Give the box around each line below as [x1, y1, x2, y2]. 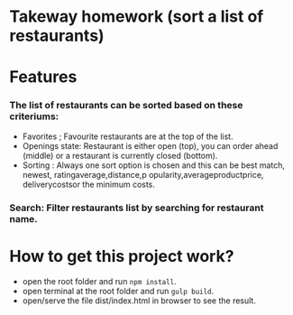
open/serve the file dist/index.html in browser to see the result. [22, 295, 257, 306]
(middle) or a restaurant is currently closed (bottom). [22, 150, 218, 161]
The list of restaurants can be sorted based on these [9, 99, 243, 112]
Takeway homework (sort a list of [9, 6, 264, 27]
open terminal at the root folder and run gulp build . [22, 285, 215, 296]
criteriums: [9, 110, 60, 123]
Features [9, 67, 78, 88]
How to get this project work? [9, 246, 234, 266]
